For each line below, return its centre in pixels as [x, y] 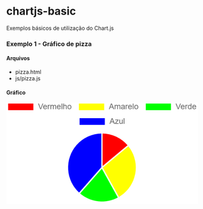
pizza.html [28, 72]
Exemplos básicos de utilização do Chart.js [60, 28]
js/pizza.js [28, 79]
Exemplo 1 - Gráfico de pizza [49, 44]
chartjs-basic [41, 11]
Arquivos [18, 58]
